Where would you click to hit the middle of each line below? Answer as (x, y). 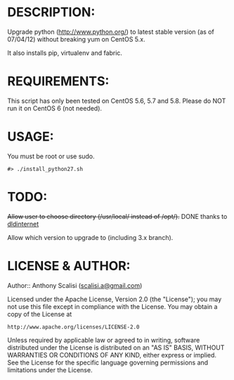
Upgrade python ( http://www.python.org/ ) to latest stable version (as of (111, 32)
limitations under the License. (50, 369)
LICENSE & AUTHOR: (69, 266)
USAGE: (31, 137)
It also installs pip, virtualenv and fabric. (65, 53)
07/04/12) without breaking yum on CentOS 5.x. (76, 39)
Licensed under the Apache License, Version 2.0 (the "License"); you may (115, 299)
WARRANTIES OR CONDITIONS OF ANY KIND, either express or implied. (112, 355)
